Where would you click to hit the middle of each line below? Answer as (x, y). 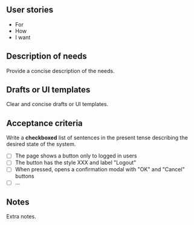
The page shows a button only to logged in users (76, 156)
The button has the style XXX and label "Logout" (76, 163)
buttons (24, 176)
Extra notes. (21, 217)
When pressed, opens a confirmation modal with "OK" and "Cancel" (100, 170)
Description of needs (47, 56)
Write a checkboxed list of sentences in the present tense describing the (97, 138)
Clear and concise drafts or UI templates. (57, 104)
